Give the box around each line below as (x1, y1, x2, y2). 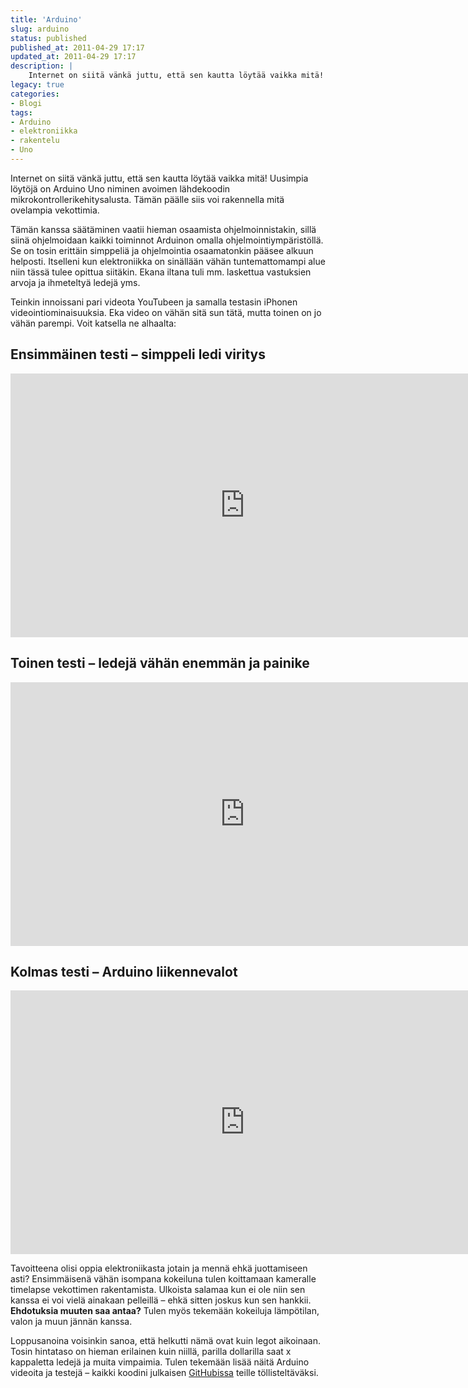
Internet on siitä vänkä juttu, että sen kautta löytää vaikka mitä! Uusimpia (10, 172, 309, 184)
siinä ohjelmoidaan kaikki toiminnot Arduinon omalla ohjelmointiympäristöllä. (10, 234, 324, 246)
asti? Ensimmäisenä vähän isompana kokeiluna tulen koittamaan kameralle (10, 1273, 317, 1285)
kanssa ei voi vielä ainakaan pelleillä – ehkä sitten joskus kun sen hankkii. (10, 1294, 312, 1306)
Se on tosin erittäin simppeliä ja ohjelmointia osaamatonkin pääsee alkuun (10, 244, 314, 256)
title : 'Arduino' (10, 14, 83, 25)
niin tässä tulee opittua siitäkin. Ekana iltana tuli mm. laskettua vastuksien (10, 266, 312, 278)
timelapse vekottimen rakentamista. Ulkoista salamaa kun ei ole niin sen (10, 1284, 306, 1296)
